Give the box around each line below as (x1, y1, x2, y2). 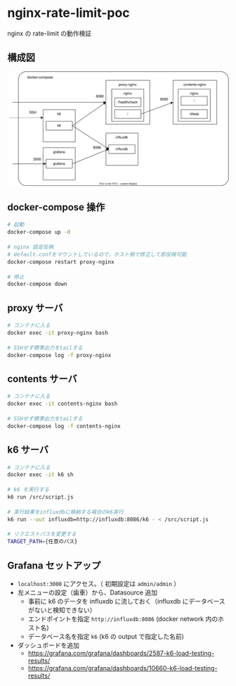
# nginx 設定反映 (7, 244, 54, 251)
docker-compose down (7, 280, 68, 288)
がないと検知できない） (27, 606, 96, 614)
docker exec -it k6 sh (7, 471, 74, 478)
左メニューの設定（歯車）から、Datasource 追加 (17, 588, 158, 597)
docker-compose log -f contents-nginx (7, 423, 121, 430)
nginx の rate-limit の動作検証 (7, 29, 92, 37)
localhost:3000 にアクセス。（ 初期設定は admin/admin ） (17, 579, 181, 587)
